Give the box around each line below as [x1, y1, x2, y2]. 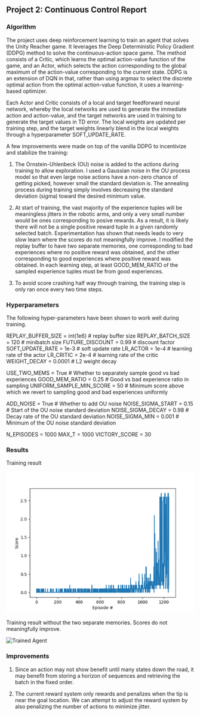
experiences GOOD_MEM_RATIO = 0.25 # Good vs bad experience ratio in [6, 375, 189, 383]
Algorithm [6, 23, 36, 31]
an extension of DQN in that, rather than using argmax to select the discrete [6, 74, 192, 82]
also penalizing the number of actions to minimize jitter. [14, 703, 151, 710]
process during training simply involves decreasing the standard [14, 186, 173, 193]
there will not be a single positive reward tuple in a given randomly [14, 223, 178, 230]
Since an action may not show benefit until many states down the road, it [14, 666, 194, 673]
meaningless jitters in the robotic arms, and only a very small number [14, 210, 185, 218]
